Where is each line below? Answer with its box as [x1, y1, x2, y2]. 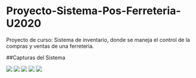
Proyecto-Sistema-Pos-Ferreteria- [6, 4, 181, 18]
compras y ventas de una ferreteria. [6, 43, 94, 50]
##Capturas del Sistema [6, 54, 66, 61]
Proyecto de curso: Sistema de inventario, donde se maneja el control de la [6, 36, 191, 43]
